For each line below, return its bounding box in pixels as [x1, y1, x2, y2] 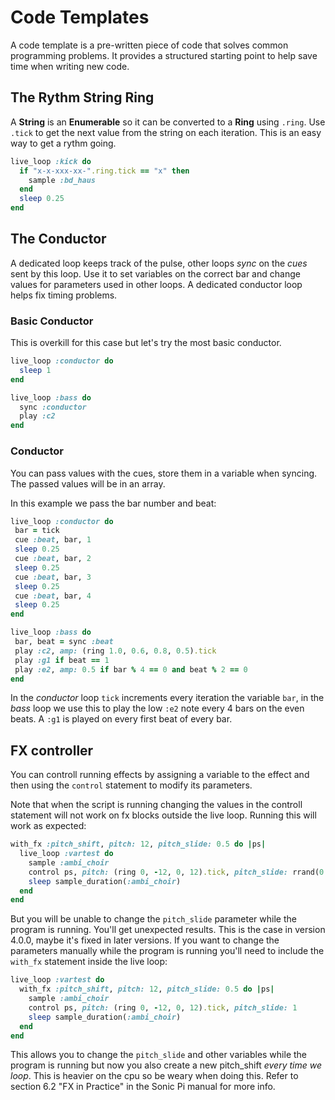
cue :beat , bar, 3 [14, 572, 92, 582]
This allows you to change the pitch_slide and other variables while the [10, 1049, 308, 1061]
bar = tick [14, 526, 60, 536]
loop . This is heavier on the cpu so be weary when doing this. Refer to [10, 1070, 299, 1082]
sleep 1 [19, 365, 52, 375]
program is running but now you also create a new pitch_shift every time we [10, 1059, 322, 1071]
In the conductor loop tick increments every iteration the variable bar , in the [10, 692, 325, 704]
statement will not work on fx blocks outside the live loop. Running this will [10, 809, 317, 821]
